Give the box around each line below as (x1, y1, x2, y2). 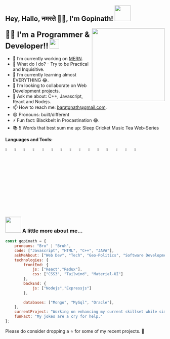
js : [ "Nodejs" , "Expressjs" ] (32, 285, 92, 291)
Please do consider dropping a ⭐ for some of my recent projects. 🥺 (5, 328, 145, 334)
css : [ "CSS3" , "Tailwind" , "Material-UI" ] (32, 272, 123, 277)
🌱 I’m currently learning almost (12, 71, 77, 77)
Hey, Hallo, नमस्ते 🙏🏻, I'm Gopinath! (5, 15, 114, 23)
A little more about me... (22, 227, 83, 234)
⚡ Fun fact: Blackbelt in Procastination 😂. (12, 117, 100, 123)
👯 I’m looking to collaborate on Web (12, 82, 87, 89)
